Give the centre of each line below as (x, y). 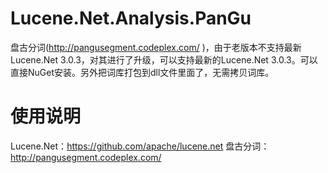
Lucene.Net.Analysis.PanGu (131, 18)
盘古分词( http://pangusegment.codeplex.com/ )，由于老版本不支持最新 (156, 47)
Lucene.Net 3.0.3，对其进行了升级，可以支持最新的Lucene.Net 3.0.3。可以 (164, 59)
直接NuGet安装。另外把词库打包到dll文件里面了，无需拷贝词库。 (142, 72)
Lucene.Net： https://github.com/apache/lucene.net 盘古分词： (140, 146)
